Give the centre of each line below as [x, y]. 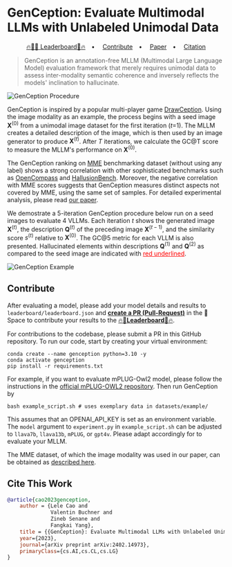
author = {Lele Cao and [54, 506]
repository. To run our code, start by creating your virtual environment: [108, 341]
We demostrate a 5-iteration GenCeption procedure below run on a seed [110, 213]
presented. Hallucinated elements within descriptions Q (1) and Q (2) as [106, 245]
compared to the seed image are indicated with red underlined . [97, 253]
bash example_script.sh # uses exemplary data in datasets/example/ [108, 406]
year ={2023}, [38, 538]
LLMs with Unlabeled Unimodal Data [113, 27]
